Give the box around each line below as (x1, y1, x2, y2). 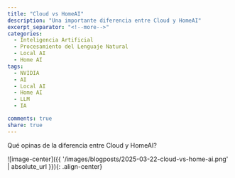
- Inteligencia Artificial (13, 37, 94, 44)
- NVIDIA (13, 69, 40, 76)
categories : (7, 30, 43, 37)
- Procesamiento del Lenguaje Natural (13, 43, 129, 50)
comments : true (7, 115, 53, 122)
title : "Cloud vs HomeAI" (7, 10, 84, 18)
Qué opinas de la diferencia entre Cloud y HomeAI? (7, 141, 158, 149)
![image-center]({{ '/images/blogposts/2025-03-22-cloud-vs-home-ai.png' (7, 155, 229, 163)
